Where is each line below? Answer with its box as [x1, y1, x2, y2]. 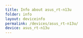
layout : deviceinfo [5, 16, 45, 21]
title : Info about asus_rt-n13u [5, 7, 72, 12]
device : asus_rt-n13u [5, 26, 50, 31]
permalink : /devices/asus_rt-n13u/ [5, 21, 79, 26]
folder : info [5, 12, 32, 17]
